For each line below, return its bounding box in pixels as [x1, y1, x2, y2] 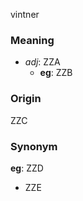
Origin [10, 92, 42, 106]
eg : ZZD [10, 162, 44, 174]
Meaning [10, 33, 55, 47]
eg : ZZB [39, 67, 73, 79]
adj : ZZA [24, 56, 61, 68]
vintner [10, 9, 40, 20]
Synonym [10, 139, 58, 153]
